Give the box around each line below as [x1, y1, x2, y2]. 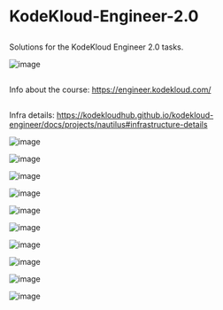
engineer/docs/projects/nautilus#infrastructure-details [9, 120, 208, 130]
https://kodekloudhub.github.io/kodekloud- [56, 110, 214, 120]
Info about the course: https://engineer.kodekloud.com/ [9, 84, 211, 95]
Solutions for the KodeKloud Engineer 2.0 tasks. [9, 42, 184, 52]
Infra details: [9, 110, 55, 120]
